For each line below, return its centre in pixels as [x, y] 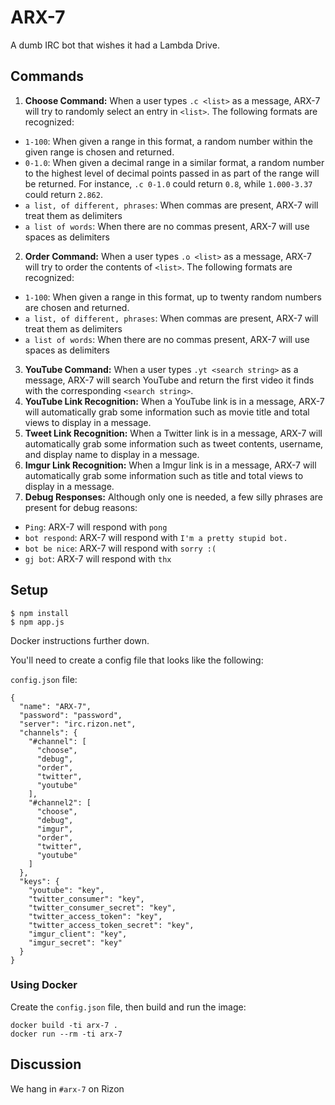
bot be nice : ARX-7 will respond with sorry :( [120, 548]
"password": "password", [71, 715]
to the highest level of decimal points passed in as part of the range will [172, 173]
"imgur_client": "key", [78, 934]
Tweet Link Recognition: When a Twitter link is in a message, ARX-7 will [173, 433]
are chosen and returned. [77, 307]
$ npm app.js [37, 622]
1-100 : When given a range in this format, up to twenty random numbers [173, 297]
